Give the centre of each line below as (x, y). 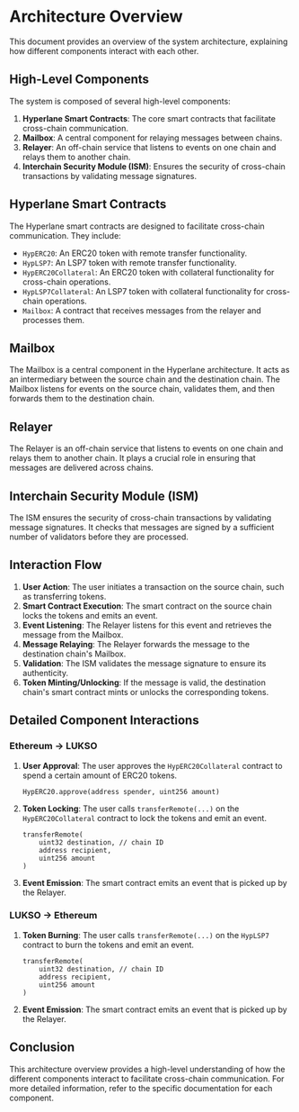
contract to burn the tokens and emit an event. (108, 945)
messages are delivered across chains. (82, 468)
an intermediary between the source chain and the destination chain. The (145, 379)
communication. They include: (65, 235)
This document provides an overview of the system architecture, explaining (149, 41)
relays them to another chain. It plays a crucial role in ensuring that (132, 458)
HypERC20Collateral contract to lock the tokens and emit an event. (145, 818)
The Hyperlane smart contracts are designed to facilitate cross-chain (137, 226)
